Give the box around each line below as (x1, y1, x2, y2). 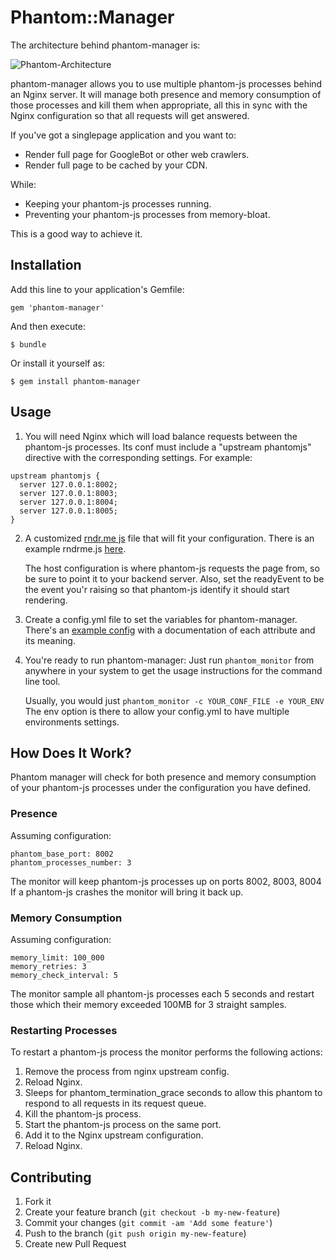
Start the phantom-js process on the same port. (24, 1119, 222, 1131)
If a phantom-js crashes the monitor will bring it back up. (10, 886, 244, 898)
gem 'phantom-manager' (10, 302, 105, 313)
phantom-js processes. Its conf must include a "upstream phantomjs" (24, 441, 312, 453)
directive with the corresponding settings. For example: (24, 451, 253, 463)
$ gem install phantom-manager (10, 376, 141, 386)
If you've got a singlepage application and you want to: (10, 129, 237, 141)
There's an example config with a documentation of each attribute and (24, 624, 316, 636)
